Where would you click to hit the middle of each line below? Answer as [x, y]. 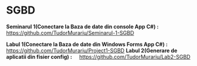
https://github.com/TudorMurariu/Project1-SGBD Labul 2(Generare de [92, 50]
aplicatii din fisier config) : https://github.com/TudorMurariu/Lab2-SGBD [99, 57]
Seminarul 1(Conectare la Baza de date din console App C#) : [82, 27]
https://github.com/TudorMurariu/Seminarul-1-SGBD [70, 32]
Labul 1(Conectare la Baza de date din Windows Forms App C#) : [87, 44]
